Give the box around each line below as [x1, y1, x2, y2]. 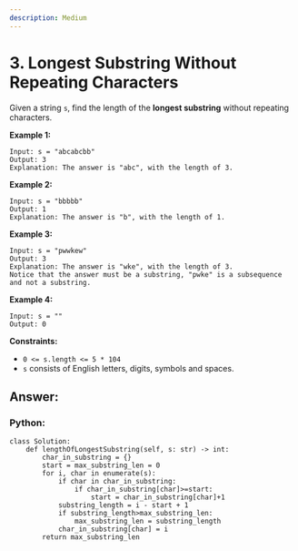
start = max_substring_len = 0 [42, 461, 161, 470]
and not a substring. [9, 278, 92, 287]
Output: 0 [9, 320, 47, 329]
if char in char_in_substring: [57, 477, 177, 486]
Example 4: [9, 293, 53, 305]
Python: [9, 416, 45, 429]
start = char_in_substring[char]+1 [90, 493, 225, 502]
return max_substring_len [42, 533, 141, 542]
